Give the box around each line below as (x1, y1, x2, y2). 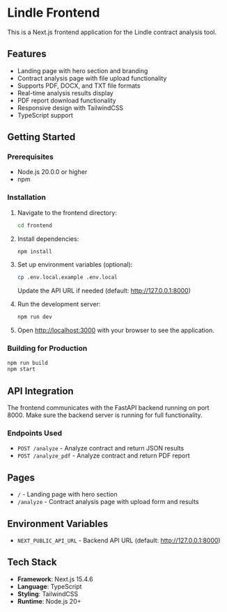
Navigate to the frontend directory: (17, 208, 117, 217)
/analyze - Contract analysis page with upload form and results (17, 498, 199, 506)
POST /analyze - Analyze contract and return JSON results (17, 444, 185, 453)
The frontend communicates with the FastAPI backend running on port (7, 404, 210, 412)
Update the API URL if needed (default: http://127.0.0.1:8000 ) (17, 287, 191, 295)
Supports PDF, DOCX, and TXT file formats (17, 81, 141, 90)
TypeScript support (17, 111, 73, 119)
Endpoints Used (7, 428, 63, 438)
